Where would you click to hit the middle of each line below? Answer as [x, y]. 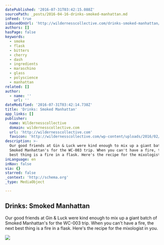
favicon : [18, 137]
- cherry [18, 55]
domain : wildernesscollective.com [44, 127]
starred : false [20, 173]
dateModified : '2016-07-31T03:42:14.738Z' [49, 105]
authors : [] [17, 28]
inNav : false [18, 164]
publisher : [16, 118]
